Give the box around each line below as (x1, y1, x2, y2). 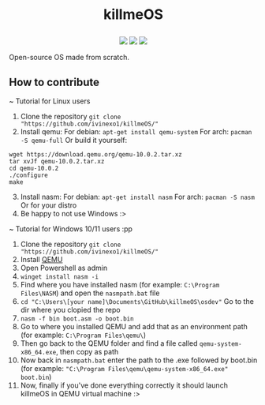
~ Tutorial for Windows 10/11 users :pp (9, 224, 133, 234)
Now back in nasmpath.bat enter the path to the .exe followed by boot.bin (20, 355, 258, 365)
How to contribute (9, 75, 100, 88)
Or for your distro (20, 201, 77, 210)
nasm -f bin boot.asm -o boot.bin (20, 315, 134, 323)
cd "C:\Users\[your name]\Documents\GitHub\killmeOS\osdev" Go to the (20, 297, 255, 306)
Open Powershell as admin (20, 263, 108, 272)
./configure (9, 171, 48, 179)
